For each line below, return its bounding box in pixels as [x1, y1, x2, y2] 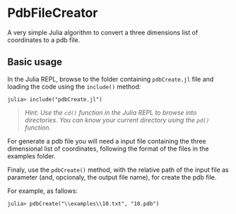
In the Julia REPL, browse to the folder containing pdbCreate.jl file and [7, 75, 214, 83]
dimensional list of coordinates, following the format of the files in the [7, 144, 209, 153]
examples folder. [7, 151, 56, 160]
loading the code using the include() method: [7, 82, 141, 91]
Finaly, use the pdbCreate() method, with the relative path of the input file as [7, 165, 230, 174]
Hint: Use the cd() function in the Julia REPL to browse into [24, 108, 197, 117]
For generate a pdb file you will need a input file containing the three [7, 137, 206, 145]
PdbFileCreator [7, 5, 98, 21]
